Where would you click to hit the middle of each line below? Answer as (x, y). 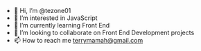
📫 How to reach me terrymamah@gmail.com (78, 40)
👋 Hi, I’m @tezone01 (42, 11)
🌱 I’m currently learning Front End (62, 25)
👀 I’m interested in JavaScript (56, 18)
